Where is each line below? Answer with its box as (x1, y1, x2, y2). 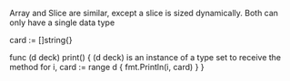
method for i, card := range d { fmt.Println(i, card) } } (9, 62, 205, 72)
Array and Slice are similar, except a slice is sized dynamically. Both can (9, 8, 279, 18)
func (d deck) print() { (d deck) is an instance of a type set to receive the (9, 52, 282, 62)
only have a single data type (9, 17, 115, 28)
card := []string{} (9, 35, 73, 45)
